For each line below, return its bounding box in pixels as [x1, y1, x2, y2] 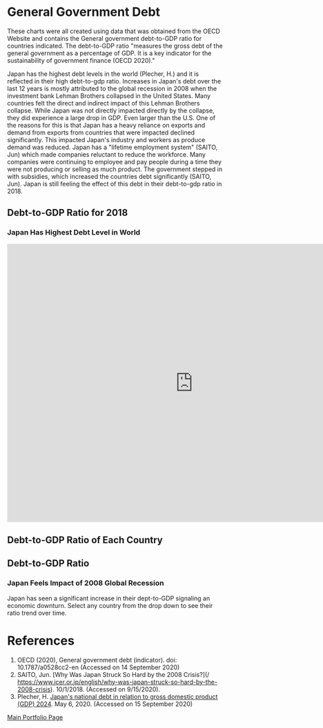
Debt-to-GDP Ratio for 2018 [7, 207, 128, 219]
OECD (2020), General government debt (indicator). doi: [17, 656, 177, 664]
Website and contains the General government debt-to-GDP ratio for [7, 34, 202, 42]
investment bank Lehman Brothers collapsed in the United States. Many [7, 91, 211, 100]
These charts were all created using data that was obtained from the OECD [7, 27, 221, 35]
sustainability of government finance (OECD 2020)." [7, 56, 155, 64]
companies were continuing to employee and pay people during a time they [7, 157, 222, 166]
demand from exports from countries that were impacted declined [7, 128, 195, 137]
